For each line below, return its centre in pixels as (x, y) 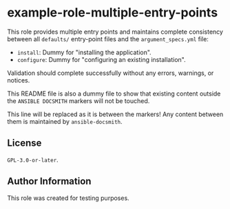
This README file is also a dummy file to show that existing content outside (114, 93)
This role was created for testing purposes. (68, 198)
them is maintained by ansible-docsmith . (65, 121)
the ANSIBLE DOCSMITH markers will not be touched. (79, 100)
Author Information (49, 181)
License (24, 143)
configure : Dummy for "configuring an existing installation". (101, 59)
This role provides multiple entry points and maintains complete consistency (115, 32)
